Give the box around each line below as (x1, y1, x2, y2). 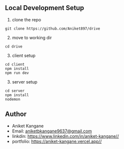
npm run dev (5, 70, 29, 75)
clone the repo (12, 17, 41, 22)
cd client (5, 62, 25, 67)
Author (5, 110, 27, 118)
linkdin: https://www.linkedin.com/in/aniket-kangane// (12, 133, 119, 139)
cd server (5, 88, 25, 93)
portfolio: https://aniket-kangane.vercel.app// (12, 138, 102, 144)
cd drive (5, 44, 23, 49)
